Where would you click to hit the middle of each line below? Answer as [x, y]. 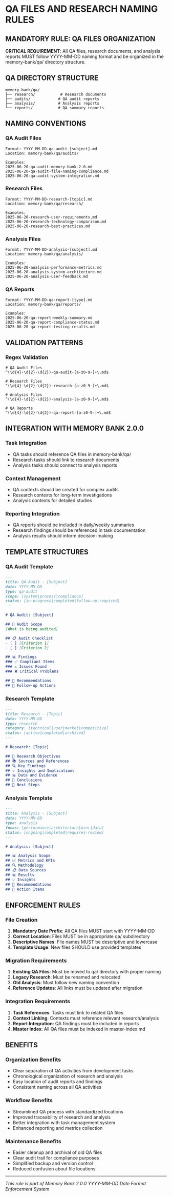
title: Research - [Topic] [34, 714]
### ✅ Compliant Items [30, 662]
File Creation [21, 920]
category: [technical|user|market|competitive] [57, 728]
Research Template [30, 699]
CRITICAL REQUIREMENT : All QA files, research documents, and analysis [83, 51]
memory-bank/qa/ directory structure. [46, 62]
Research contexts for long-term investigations [62, 495]
